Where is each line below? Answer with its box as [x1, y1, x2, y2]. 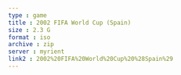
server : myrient [8, 48, 65, 55]
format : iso [8, 33, 51, 41]
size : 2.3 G [8, 26, 51, 34]
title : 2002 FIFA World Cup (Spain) [8, 19, 132, 27]
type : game [8, 11, 47, 20]
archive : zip [8, 41, 55, 48]
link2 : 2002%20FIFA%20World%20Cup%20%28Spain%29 [8, 55, 174, 63]
